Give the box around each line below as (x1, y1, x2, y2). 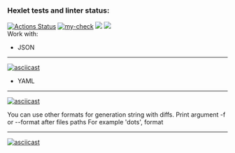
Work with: (7, 30, 38, 38)
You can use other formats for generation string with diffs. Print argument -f (7, 110, 226, 119)
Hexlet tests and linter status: (7, 6, 110, 15)
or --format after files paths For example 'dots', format (7, 118, 164, 126)
